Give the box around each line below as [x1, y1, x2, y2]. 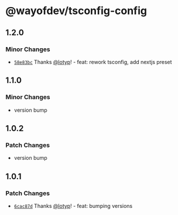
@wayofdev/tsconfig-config [5, 4, 148, 18]
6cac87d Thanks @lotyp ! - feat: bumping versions [13, 202, 133, 209]
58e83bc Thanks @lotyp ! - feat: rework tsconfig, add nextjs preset [13, 58, 172, 65]
